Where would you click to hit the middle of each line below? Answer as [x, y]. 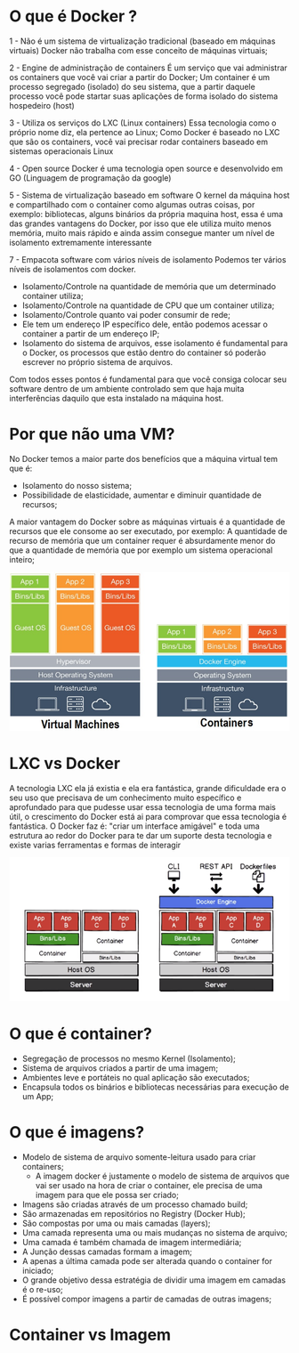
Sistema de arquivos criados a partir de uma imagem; [120, 1068]
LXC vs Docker [65, 764]
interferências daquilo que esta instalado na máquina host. [117, 398]
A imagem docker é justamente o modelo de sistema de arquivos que [162, 1176]
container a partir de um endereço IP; [91, 333]
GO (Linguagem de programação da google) [90, 178]
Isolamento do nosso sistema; [77, 485]
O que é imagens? [77, 1133]
